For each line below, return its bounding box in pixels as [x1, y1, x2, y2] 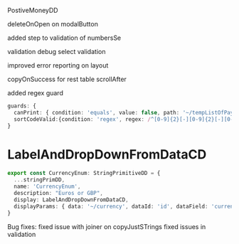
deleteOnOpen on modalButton [7, 20, 98, 28]
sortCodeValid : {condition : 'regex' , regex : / [14, 115, 152, 123]
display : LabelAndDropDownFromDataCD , [14, 196, 129, 203]
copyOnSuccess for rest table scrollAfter [7, 75, 127, 83]
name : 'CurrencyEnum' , [14, 183, 81, 191]
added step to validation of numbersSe [7, 33, 122, 42]
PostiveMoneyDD [7, 6, 58, 14]
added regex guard [7, 89, 64, 97]
